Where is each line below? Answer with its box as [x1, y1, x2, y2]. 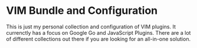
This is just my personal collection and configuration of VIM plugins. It [6, 23, 176, 30]
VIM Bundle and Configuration [6, 4, 158, 17]
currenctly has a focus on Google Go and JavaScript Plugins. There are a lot [6, 29, 191, 36]
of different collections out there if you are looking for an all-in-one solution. [6, 35, 191, 42]
